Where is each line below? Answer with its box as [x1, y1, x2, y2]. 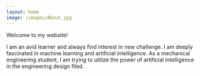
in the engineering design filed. [6, 62, 84, 70]
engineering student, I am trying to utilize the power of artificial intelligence [6, 56, 195, 63]
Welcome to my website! [6, 31, 68, 38]
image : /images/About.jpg [6, 15, 72, 21]
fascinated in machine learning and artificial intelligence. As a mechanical [6, 49, 190, 57]
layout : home [6, 9, 40, 15]
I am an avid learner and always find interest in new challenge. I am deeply [6, 43, 193, 50]
